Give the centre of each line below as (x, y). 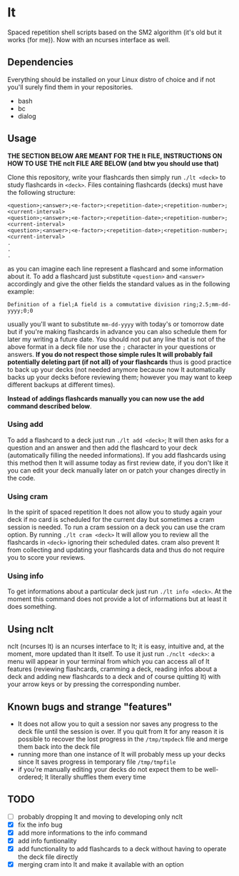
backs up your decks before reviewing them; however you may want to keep (120, 377)
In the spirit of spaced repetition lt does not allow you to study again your (115, 512)
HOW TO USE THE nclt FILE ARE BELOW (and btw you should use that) (113, 163)
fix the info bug (40, 825)
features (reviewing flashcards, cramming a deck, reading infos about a (112, 669)
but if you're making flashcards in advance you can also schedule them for (117, 331)
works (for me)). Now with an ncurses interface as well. (89, 39)
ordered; (30, 777)
